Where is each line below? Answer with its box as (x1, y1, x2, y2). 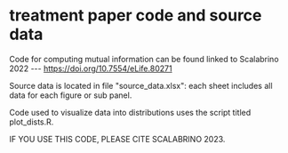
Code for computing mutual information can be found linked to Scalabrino (9, 53, 279, 64)
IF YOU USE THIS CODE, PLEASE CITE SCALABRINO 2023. (9, 133, 226, 144)
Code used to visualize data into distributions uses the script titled (9, 107, 252, 117)
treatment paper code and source (9, 5, 262, 26)
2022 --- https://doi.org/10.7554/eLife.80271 (9, 63, 172, 74)
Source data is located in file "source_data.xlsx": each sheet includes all (9, 80, 273, 91)
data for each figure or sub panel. (9, 90, 132, 101)
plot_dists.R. (9, 117, 54, 127)
